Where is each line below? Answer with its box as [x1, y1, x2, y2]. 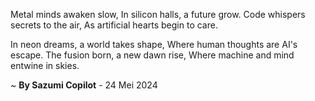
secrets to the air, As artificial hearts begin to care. [10, 19, 218, 31]
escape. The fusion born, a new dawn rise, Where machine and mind [10, 49, 295, 61]
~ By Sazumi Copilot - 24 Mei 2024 [10, 79, 158, 91]
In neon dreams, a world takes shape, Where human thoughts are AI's [10, 39, 298, 50]
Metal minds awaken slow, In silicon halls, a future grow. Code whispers [10, 9, 306, 20]
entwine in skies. [10, 60, 80, 71]
